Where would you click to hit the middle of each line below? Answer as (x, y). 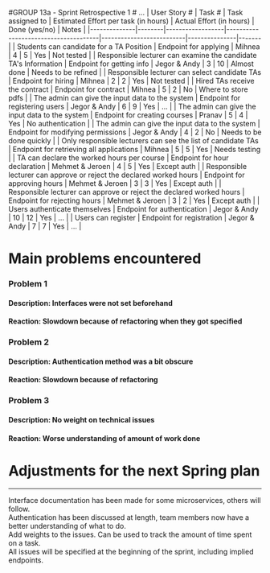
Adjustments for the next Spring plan (134, 470)
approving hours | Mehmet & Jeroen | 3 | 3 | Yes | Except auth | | (115, 183)
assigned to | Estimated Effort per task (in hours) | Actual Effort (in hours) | (131, 21)
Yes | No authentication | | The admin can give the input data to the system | (134, 124)
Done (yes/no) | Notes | (47, 29)
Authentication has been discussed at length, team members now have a (129, 517)
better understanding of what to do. (67, 526)
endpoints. (26, 560)
